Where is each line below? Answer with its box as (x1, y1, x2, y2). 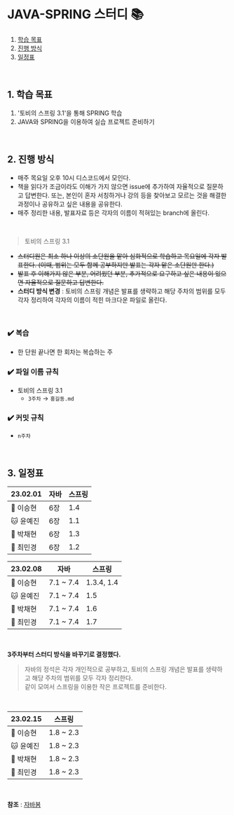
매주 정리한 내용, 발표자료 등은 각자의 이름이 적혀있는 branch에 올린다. (17, 208, 210, 217)
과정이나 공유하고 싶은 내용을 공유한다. (17, 200, 123, 208)
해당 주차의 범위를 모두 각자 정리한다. (32, 674, 133, 683)
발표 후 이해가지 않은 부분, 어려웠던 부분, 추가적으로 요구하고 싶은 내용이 (17, 269, 214, 277)
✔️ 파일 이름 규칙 (7, 367, 60, 377)
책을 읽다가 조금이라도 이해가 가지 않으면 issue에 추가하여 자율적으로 (17, 182, 205, 190)
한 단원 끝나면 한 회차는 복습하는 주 (17, 347, 113, 356)
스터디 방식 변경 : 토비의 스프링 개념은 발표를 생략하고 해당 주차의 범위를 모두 (17, 286, 226, 295)
